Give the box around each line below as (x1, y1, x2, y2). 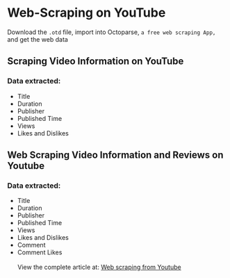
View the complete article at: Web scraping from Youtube (17, 263, 182, 272)
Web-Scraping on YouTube (7, 5, 166, 21)
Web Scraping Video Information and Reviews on (7, 149, 224, 161)
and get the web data (7, 35, 68, 43)
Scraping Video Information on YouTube (7, 56, 184, 67)
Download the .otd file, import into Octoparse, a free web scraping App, (7, 28, 216, 36)
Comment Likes (17, 248, 63, 256)
